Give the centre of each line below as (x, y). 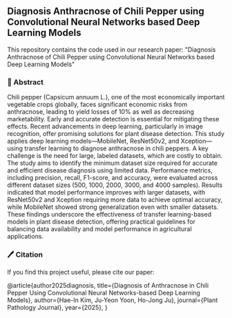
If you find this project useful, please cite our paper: (81, 272)
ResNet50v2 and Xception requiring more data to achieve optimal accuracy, (115, 200)
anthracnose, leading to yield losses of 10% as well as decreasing (101, 112)
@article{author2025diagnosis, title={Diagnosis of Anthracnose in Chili (108, 286)
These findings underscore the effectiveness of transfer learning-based (109, 215)
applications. (25, 237)
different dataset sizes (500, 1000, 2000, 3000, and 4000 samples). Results (115, 185)
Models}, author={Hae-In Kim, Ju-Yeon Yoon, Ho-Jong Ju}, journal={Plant (113, 300)
